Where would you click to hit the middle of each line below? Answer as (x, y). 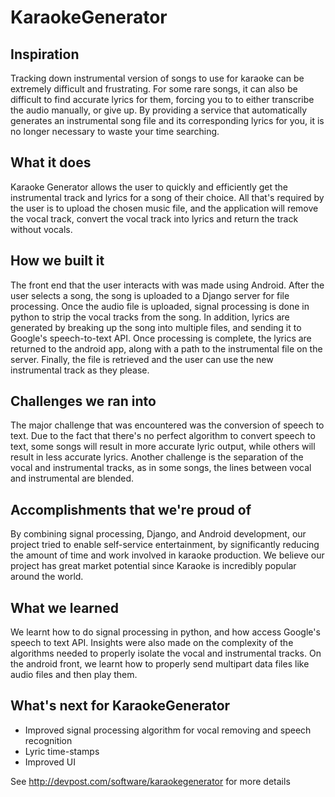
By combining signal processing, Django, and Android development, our (158, 534)
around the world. (47, 577)
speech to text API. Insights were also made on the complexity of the (152, 643)
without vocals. (41, 229)
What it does (51, 162)
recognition (48, 740)
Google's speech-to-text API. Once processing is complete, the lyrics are (161, 338)
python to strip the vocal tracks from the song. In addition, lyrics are (150, 317)
